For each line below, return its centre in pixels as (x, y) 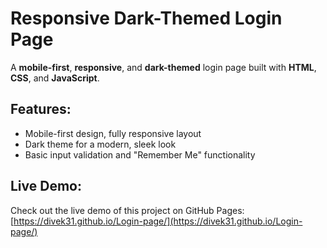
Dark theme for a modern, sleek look (100, 144)
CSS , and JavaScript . (55, 78)
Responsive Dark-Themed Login (146, 18)
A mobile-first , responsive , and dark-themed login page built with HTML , (163, 67)
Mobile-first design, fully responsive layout (113, 133)
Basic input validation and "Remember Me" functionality (140, 154)
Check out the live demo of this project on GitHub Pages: (127, 210)
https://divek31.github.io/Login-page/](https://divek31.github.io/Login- (158, 221)
